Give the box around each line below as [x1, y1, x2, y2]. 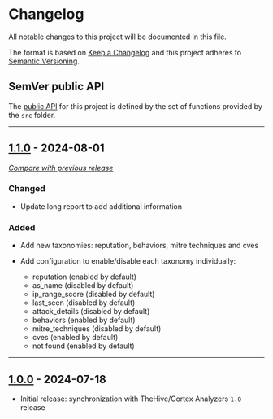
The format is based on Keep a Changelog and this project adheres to [8, 47, 242, 57]
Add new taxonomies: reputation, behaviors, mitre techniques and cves [19, 241, 259, 251]
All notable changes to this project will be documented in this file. [8, 32, 227, 41]
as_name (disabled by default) [32, 281, 134, 290]
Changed [8, 183, 46, 194]
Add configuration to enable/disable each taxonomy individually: [19, 256, 236, 266]
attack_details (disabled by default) [32, 307, 150, 316]
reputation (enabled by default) [32, 272, 136, 282]
